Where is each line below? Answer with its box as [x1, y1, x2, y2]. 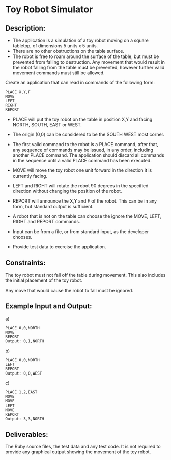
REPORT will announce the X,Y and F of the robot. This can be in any [12, 198, 157, 204]
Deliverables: [5, 430, 48, 439]
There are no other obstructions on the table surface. [12, 48, 125, 54]
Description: [5, 24, 46, 33]
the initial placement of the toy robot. [5, 277, 83, 283]
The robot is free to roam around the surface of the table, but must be [12, 53, 159, 60]
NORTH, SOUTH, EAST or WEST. [12, 122, 82, 128]
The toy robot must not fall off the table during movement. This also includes [5, 272, 166, 278]
